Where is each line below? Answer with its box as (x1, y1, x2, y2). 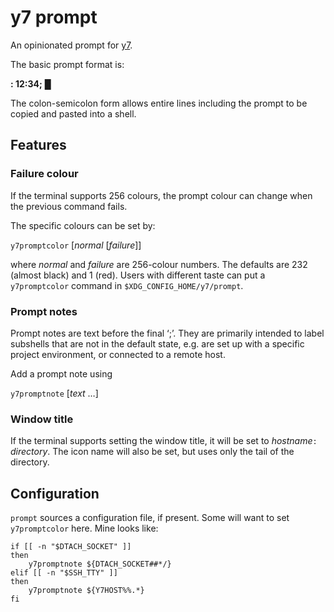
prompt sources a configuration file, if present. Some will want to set (10, 512, 290, 524)
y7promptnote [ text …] (10, 387, 99, 399)
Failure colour (10, 167, 79, 181)
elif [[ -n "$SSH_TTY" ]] (10, 568, 118, 578)
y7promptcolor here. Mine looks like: (10, 522, 159, 535)
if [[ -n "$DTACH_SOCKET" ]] (10, 542, 132, 552)
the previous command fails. (10, 200, 128, 212)
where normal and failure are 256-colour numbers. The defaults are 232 (10, 258, 308, 270)
